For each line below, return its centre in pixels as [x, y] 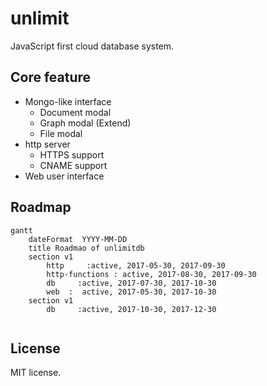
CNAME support [73, 165]
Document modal [75, 112]
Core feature [51, 77]
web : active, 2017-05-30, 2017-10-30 [131, 292]
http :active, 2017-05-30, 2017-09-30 [136, 265]
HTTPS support [72, 154]
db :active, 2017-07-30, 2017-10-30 [131, 283]
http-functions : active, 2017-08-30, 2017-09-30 [151, 274]
